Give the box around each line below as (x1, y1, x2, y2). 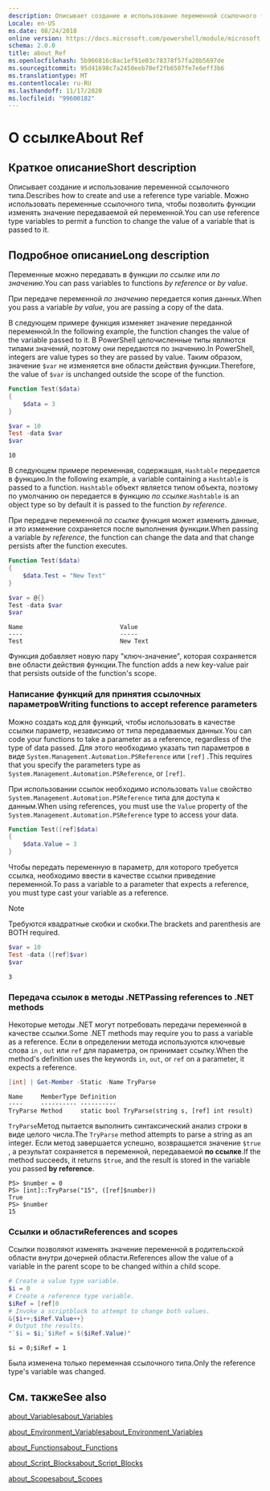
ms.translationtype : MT (8, 72, 88, 80)
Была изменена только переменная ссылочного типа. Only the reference (8, 1358, 256, 1368)
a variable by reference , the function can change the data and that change (8, 532, 255, 542)
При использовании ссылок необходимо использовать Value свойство (8, 784, 252, 793)
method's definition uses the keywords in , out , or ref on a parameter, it (8, 1054, 245, 1064)
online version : (8, 34, 63, 43)
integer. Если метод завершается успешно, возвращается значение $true (8, 1137, 261, 1148)
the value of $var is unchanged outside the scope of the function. (8, 370, 225, 379)
